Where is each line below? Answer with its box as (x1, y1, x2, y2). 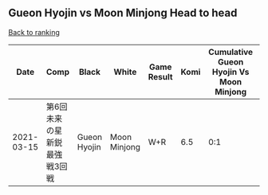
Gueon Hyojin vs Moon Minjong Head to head (8, 6, 238, 20)
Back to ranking (8, 27, 60, 37)
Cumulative (208, 46, 254, 57)
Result (148, 71, 173, 82)
